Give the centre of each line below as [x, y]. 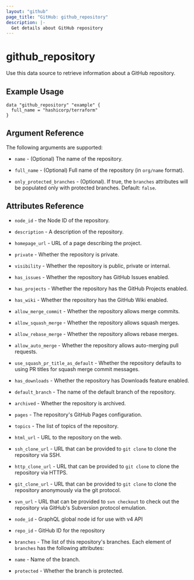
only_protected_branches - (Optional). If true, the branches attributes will [101, 181]
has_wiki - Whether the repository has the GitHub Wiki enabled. [91, 300]
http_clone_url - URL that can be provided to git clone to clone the [97, 466]
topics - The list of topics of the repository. [66, 426]
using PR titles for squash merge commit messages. [77, 369]
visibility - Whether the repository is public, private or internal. [92, 266]
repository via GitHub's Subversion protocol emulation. [81, 507]
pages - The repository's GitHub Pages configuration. [78, 415]
